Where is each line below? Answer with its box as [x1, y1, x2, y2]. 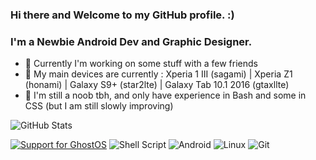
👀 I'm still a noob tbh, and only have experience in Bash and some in [24, 89, 307, 102]
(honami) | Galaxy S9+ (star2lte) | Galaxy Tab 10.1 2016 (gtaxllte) [24, 79, 290, 91]
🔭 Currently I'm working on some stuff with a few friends [24, 58, 258, 70]
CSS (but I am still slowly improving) [24, 100, 174, 112]
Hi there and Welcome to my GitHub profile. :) [10, 8, 235, 22]
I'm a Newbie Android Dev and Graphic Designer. [10, 34, 253, 48]
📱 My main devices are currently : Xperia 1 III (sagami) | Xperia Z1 [24, 68, 293, 80]
